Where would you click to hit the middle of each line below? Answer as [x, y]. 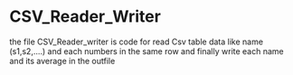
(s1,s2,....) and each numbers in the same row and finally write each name [147, 51]
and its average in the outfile [62, 61]
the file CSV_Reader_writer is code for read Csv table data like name [137, 42]
